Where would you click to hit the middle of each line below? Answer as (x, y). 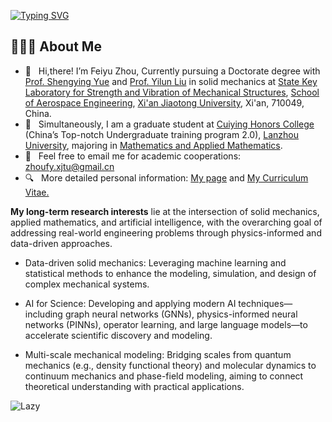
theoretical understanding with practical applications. (134, 386)
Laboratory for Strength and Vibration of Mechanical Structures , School (172, 92)
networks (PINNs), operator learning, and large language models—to (166, 324)
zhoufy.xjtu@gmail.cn (69, 166)
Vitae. (37, 192)
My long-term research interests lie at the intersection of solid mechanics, (165, 211)
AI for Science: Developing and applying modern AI (130, 303)
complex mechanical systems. (87, 284)
